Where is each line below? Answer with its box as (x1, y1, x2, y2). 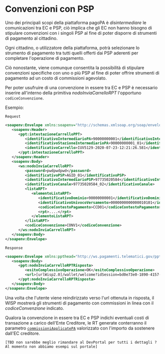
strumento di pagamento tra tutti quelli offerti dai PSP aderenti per (5, 50, 138, 56)
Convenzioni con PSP (5, 3, 95, 15)
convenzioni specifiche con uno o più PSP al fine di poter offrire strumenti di (5, 70, 160, 76)
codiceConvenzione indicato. (5, 305, 64, 311)
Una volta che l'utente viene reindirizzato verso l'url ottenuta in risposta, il (5, 295, 155, 301)
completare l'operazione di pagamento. (5, 55, 85, 61)
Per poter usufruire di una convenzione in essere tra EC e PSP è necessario (5, 84, 158, 90)
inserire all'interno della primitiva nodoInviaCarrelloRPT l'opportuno (5, 90, 141, 96)
